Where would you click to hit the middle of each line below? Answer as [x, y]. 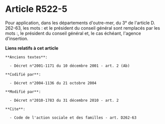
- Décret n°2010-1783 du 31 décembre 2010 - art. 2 [64, 100]
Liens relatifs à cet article [32, 48]
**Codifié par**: [23, 74]
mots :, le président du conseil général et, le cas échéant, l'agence [73, 33]
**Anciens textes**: [27, 57]
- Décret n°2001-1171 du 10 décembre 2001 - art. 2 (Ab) [70, 66]
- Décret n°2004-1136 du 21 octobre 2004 [53, 83]
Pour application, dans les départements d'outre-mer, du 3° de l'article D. [80, 23]
